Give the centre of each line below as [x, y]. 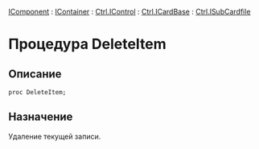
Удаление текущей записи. [55, 136]
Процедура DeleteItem [87, 44]
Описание [35, 74]
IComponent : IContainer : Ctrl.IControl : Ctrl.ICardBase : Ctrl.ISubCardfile [129, 12]
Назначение [41, 117]
